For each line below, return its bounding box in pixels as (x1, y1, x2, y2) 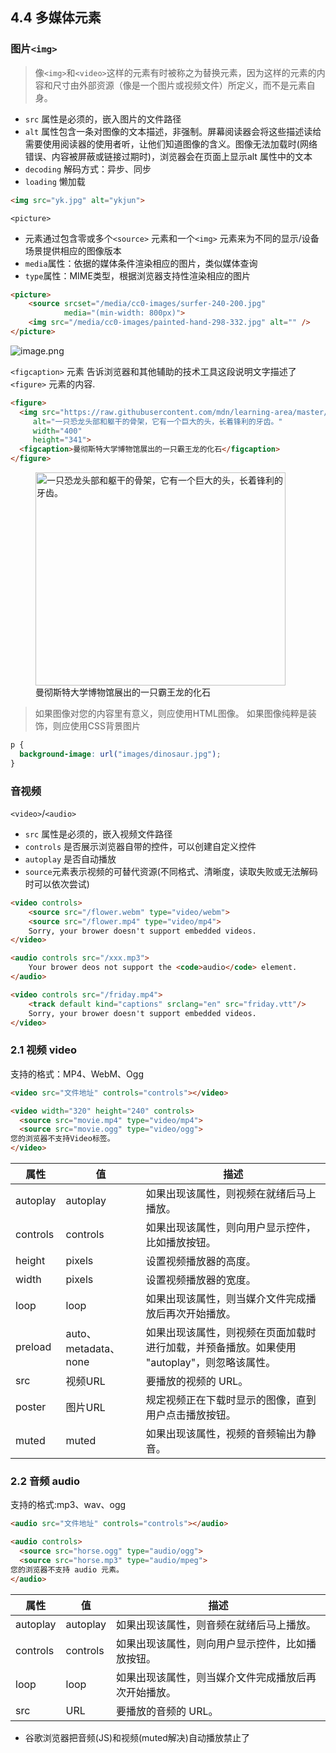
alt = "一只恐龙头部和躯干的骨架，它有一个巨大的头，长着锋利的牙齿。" (32, 416, 283, 427)
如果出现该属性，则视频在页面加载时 (145, 1326, 317, 1340)
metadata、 (65, 1342, 121, 1356)
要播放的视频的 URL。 (145, 1374, 249, 1388)
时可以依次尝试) (24, 878, 90, 890)
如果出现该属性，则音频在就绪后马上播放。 (116, 1618, 317, 1632)
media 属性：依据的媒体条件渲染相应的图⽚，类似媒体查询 (24, 257, 258, 269)
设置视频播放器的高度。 (145, 1254, 257, 1268)
